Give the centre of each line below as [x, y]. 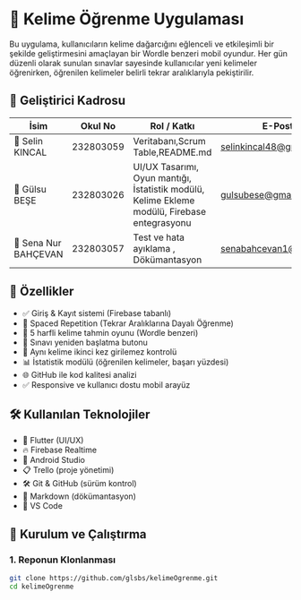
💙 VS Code [42, 506]
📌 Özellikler [42, 291]
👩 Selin [28, 141]
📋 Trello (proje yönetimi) [68, 470]
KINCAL [30, 152]
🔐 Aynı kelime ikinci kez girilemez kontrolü [99, 351]
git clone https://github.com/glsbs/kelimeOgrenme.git [114, 579]
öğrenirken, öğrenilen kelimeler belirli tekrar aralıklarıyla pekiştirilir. [132, 73]
